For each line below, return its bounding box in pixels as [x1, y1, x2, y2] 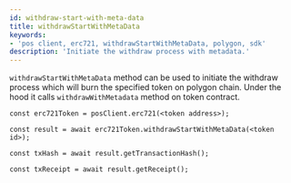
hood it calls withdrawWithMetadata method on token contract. [9, 92, 241, 103]
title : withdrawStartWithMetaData [9, 22, 141, 31]
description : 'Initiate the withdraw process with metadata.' [9, 47, 250, 56]
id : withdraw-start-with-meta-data [9, 13, 145, 23]
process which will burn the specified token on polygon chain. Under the [9, 82, 282, 93]
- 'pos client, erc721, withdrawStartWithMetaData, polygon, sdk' [9, 38, 266, 48]
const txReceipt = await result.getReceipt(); [9, 165, 189, 174]
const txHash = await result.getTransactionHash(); [9, 149, 209, 158]
